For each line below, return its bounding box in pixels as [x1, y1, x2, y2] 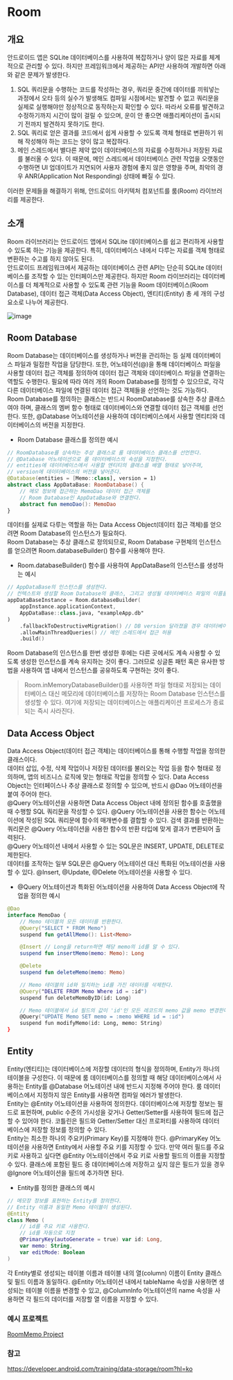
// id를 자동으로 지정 [19, 1230, 75, 1236]
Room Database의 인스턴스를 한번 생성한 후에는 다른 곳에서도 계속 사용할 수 [7, 649, 214, 657]
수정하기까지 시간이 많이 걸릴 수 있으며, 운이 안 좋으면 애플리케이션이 [17, 112, 202, 119]
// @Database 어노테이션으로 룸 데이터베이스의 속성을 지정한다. [7, 456, 168, 463]
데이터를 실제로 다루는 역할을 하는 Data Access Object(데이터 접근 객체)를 [7, 521, 209, 529]
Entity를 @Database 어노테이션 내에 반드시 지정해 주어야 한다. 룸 [25, 1082, 202, 1090]
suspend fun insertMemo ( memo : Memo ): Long [19, 950, 144, 957]
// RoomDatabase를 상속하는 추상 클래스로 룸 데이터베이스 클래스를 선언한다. [7, 449, 202, 456]
